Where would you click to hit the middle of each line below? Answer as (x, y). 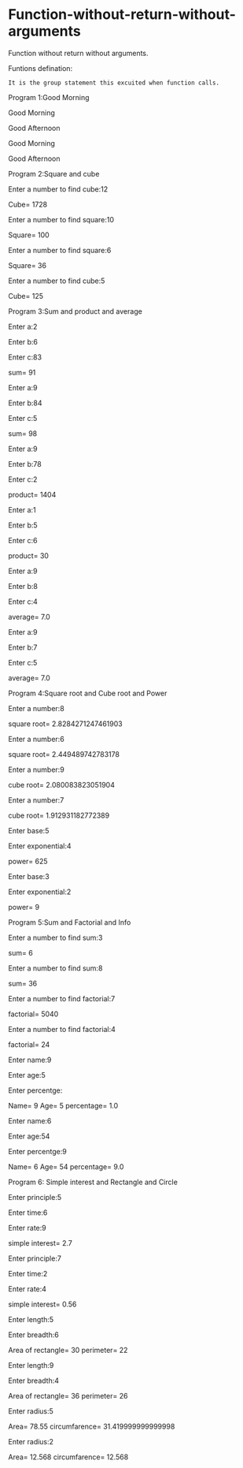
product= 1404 (32, 494)
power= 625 (28, 861)
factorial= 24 (29, 1044)
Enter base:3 (29, 876)
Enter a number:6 (36, 739)
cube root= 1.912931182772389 (59, 815)
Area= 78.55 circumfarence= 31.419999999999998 (92, 1426)
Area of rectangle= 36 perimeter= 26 (68, 1395)
